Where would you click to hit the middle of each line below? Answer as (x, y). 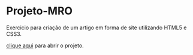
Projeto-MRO (40, 11)
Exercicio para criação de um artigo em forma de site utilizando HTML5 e (96, 27)
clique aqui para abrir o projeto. (45, 45)
